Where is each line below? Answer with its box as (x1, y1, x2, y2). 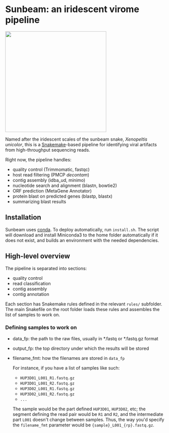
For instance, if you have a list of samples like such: (12, 364, 120, 371)
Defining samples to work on (5, 324, 77, 331)
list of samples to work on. (5, 312, 61, 318)
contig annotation (12, 291, 49, 297)
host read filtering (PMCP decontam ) (12, 171, 90, 177)
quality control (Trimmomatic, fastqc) (12, 166, 90, 172)
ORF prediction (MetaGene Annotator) (12, 188, 92, 194)
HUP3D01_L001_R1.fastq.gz (20, 376, 75, 381)
